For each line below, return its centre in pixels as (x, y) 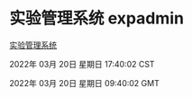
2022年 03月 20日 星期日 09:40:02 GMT (84, 83)
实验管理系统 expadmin (97, 18)
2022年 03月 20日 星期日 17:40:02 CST (82, 64)
